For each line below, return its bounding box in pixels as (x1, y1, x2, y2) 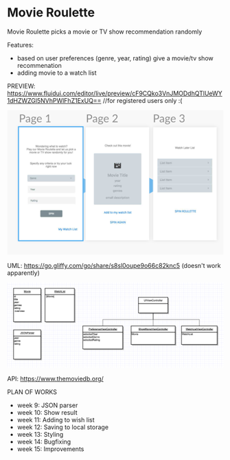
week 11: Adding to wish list (16, 416, 95, 424)
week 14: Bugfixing (16, 437, 71, 446)
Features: (7, 40, 34, 49)
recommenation (16, 61, 62, 69)
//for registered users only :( (102, 96, 183, 104)
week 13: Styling (16, 431, 64, 439)
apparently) (7, 269, 40, 277)
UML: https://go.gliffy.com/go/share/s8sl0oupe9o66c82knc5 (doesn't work (7, 262, 221, 270)
